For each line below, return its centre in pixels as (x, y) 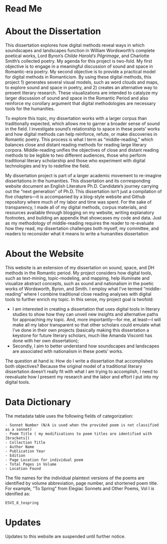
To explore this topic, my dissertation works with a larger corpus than (76, 118)
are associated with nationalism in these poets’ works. (68, 351)
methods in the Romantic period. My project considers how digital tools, (79, 273)
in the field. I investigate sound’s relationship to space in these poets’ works (83, 129)
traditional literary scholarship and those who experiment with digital (75, 161)
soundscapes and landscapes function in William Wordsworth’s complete (80, 51)
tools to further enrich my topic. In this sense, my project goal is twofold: (80, 300)
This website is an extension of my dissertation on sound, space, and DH (80, 268)
